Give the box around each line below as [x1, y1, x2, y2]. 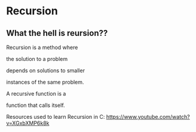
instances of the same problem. [6, 79, 84, 85]
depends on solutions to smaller [6, 67, 85, 74]
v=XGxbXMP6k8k [6, 119, 50, 127]
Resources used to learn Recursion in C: [6, 113, 105, 120]
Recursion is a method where [6, 44, 78, 51]
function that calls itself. [6, 102, 65, 109]
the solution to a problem [6, 56, 68, 62]
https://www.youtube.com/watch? [106, 113, 190, 120]
